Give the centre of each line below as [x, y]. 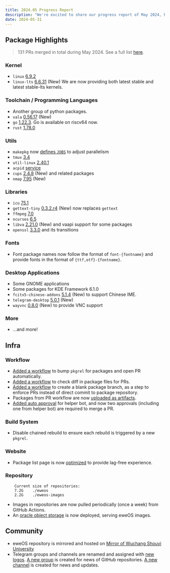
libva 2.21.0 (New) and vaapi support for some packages [72, 224]
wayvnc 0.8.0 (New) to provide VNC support [57, 305]
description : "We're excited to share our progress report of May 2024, [83, 15]
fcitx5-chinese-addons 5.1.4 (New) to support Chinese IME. [74, 294]
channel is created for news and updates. [56, 565]
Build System [22, 422]
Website [16, 451]
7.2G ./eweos [32, 490]
